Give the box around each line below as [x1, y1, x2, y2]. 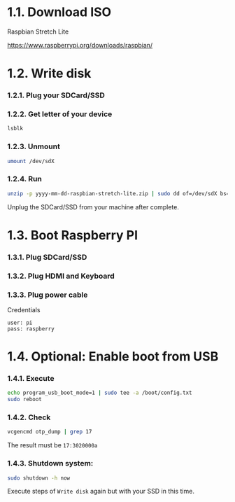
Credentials [7, 305, 41, 314]
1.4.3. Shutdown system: [7, 459, 94, 468]
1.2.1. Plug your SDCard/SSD [7, 90, 105, 100]
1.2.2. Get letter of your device [7, 109, 113, 119]
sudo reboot [7, 396, 42, 403]
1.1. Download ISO [7, 4, 112, 20]
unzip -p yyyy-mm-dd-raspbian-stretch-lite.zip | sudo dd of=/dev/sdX [7, 190, 218, 197]
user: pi [7, 319, 33, 326]
